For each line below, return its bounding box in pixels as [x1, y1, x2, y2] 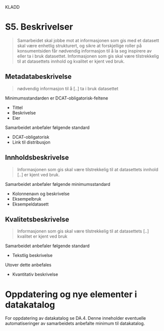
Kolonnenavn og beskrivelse [12, 191, 70, 197]
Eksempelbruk [12, 196, 42, 202]
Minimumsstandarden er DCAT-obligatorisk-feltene [5, 95, 109, 101]
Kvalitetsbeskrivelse [5, 215, 70, 224]
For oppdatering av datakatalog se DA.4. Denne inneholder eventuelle [5, 315, 146, 321]
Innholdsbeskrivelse [5, 153, 69, 162]
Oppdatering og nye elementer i [5, 289, 137, 300]
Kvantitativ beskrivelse [12, 272, 58, 278]
